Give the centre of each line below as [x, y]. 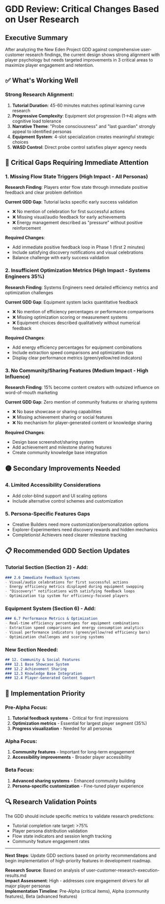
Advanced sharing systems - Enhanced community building [74, 781]
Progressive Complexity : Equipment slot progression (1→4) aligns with [84, 116]
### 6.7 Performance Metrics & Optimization [51, 619]
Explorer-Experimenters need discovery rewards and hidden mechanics [85, 529]
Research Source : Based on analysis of [45, 870]
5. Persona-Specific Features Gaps [48, 513]
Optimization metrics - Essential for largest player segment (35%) [80, 723]
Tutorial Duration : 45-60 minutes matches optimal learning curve [78, 105]
